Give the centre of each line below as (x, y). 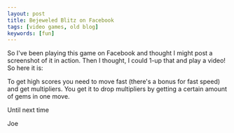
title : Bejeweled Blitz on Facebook (61, 20)
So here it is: (25, 68)
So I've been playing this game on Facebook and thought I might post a (110, 53)
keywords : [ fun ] (31, 33)
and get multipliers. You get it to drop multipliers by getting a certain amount (117, 89)
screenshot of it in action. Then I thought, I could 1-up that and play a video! (117, 61)
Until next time (28, 110)
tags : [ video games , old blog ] (53, 27)
